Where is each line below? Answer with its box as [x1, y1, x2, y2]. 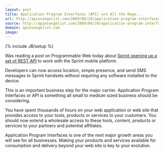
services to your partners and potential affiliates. [5, 123, 103, 129]
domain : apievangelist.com [5, 25, 60, 30]
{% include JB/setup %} [5, 44, 54, 49]
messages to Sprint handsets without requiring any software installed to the [5, 73, 157, 78]
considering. [5, 98, 30, 103]
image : [5, 30, 19, 35]
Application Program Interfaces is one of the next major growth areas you [5, 132, 153, 138]
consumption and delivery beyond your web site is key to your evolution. [5, 143, 151, 148]
